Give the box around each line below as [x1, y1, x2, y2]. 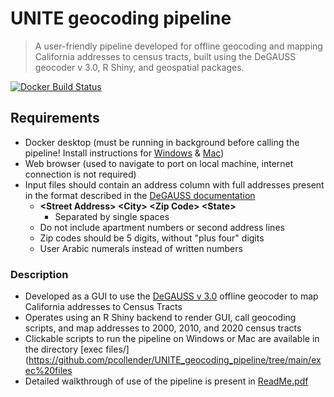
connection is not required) [24, 168, 137, 180]
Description [10, 267, 69, 281]
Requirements [10, 110, 100, 127]
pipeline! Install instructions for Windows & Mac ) [24, 147, 225, 159]
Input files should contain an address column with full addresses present [24, 178, 325, 191]
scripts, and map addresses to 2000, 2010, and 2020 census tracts [24, 322, 302, 334]
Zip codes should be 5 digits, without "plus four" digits [39, 232, 265, 244]
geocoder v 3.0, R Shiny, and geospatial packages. [34, 61, 245, 73]
